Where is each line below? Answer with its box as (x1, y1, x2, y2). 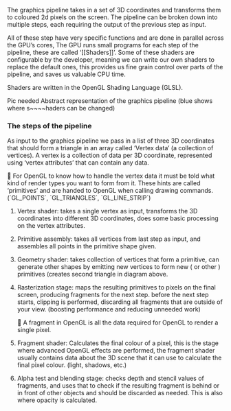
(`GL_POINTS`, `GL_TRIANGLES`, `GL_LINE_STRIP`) (7, 193, 151, 202)
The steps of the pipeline (7, 121, 92, 130)
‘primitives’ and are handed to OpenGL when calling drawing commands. (7, 187, 213, 195)
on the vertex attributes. (16, 222, 86, 230)
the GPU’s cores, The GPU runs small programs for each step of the (7, 41, 199, 49)
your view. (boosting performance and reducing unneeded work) (16, 305, 201, 314)
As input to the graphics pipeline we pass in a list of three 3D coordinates (7, 137, 214, 145)
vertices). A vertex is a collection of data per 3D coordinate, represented (7, 151, 212, 160)
